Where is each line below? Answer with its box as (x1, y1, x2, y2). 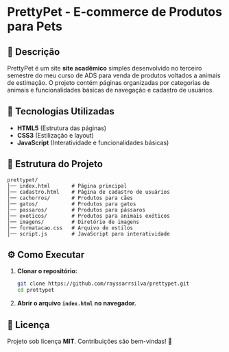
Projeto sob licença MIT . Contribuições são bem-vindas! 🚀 (7, 337, 173, 345)
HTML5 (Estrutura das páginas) (16, 124, 107, 132)
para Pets (7, 18, 63, 34)
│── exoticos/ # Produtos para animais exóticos (7, 212, 170, 219)
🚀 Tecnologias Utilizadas (7, 105, 114, 117)
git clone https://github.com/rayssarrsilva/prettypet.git (16, 280, 190, 288)
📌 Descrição (7, 46, 60, 58)
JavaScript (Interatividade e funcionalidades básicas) (16, 138, 169, 147)
